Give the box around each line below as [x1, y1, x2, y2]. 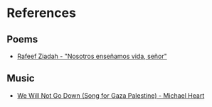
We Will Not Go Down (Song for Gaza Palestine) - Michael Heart [16, 91, 205, 100]
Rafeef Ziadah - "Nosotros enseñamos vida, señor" [16, 52, 168, 60]
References [6, 5, 76, 21]
